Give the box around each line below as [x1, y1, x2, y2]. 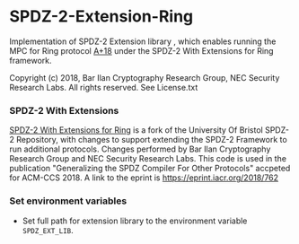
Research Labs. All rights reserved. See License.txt [9, 82, 198, 92]
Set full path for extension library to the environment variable [22, 215, 248, 226]
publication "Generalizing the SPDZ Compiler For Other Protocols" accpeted [9, 163, 291, 174]
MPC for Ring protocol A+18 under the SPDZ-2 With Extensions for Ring [9, 45, 274, 56]
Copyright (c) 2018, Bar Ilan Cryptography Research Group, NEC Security [9, 72, 280, 83]
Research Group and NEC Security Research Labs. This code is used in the [9, 153, 287, 164]
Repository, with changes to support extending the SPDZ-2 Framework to [16, 135, 287, 145]
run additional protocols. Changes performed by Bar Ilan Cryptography [9, 144, 271, 154]
